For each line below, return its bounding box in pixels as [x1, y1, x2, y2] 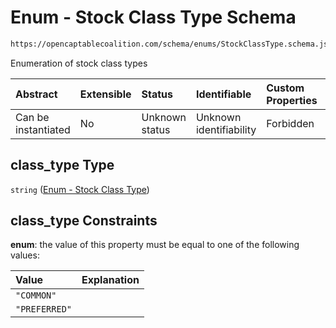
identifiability [195, 122, 257, 136]
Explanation [81, 273, 140, 287]
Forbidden [266, 116, 315, 130]
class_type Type [10, 157, 115, 174]
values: [10, 249, 40, 261]
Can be [15, 110, 50, 124]
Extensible [79, 87, 132, 101]
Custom [266, 81, 305, 95]
